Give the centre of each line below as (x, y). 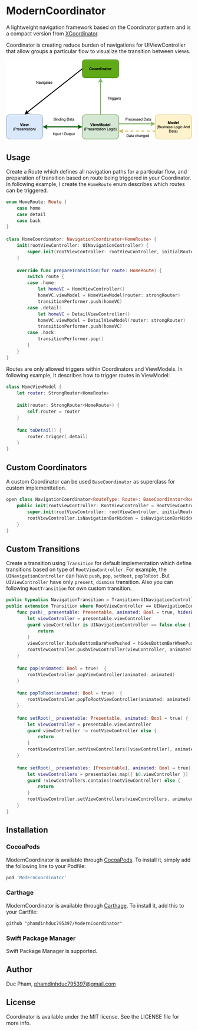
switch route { (46, 277)
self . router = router (54, 412)
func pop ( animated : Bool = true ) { (62, 668)
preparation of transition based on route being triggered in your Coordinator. (99, 178)
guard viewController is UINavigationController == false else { (109, 625)
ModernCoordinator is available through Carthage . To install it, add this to (95, 905)
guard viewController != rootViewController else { (92, 730)
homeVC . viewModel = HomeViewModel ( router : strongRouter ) (109, 296)
